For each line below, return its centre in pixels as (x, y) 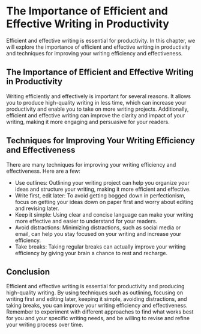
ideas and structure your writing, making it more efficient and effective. (103, 189)
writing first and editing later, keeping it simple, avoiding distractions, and (97, 299)
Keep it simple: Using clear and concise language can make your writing (104, 214)
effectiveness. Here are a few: (43, 171)
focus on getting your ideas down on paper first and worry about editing (104, 202)
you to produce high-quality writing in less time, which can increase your (96, 102)
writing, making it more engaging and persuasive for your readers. (88, 122)
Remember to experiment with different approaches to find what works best (100, 312)
